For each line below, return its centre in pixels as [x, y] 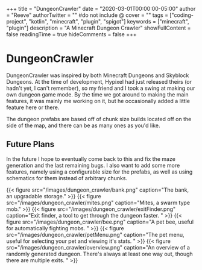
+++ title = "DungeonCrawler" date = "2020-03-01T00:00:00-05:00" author [101, 9]
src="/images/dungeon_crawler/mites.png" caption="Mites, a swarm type [98, 202]
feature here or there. [33, 107]
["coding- [182, 15]
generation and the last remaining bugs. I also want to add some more [93, 165]
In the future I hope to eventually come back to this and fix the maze [91, 159]
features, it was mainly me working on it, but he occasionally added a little [98, 101]
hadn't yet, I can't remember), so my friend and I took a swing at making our [101, 88]
